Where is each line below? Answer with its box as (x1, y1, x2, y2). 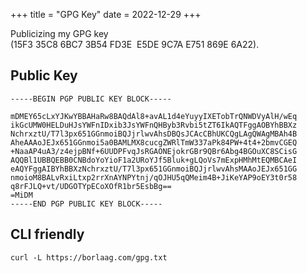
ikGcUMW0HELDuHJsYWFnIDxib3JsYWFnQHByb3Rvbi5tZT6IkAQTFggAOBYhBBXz (10, 120, 298, 130)
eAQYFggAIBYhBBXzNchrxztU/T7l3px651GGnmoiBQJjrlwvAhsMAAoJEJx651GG (10, 164, 298, 174)
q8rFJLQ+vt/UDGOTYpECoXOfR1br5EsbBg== (10, 181, 172, 191)
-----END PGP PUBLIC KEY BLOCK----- (10, 199, 163, 209)
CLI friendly (10, 226, 85, 243)
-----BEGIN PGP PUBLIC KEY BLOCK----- (10, 94, 172, 104)
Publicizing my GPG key (10, 28, 109, 39)
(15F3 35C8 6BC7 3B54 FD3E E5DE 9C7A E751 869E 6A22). (10, 39, 260, 50)
